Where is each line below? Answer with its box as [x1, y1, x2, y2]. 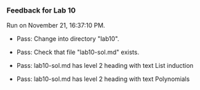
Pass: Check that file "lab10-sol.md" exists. [16, 48, 140, 57]
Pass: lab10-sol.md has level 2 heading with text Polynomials [16, 75, 190, 83]
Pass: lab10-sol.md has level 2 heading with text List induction [16, 62, 194, 70]
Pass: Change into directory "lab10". [16, 35, 120, 43]
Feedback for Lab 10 [6, 6, 76, 15]
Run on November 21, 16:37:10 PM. [6, 21, 105, 30]
